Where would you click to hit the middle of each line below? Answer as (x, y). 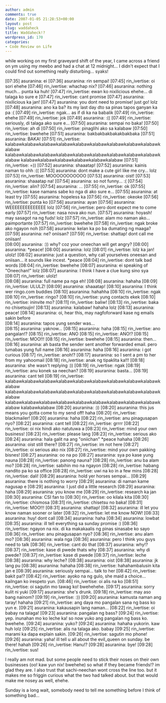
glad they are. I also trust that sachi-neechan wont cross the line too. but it (81, 670)
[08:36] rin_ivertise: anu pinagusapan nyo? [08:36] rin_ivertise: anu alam (79, 534)
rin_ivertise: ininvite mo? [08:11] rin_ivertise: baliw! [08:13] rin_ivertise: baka (82, 302)
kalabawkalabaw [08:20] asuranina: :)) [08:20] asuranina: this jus (88, 408)
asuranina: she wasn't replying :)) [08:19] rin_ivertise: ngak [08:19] (73, 365)
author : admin (20, 10)
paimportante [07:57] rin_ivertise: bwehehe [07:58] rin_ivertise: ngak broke (82, 223)
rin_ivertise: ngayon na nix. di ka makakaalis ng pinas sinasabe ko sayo (78, 528)
